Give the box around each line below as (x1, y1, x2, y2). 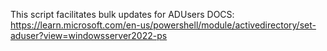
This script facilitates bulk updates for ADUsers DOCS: (10, 9, 235, 20)
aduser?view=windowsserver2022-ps (10, 30, 168, 41)
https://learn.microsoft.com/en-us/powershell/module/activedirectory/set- (10, 19, 317, 31)
